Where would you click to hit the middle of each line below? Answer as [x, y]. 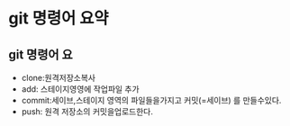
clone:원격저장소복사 [59, 78]
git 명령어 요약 [59, 18]
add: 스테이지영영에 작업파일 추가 [81, 89]
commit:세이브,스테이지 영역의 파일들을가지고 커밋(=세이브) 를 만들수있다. [151, 100]
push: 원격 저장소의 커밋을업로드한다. [87, 112]
